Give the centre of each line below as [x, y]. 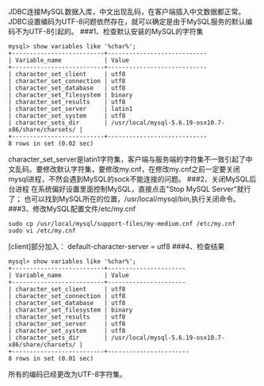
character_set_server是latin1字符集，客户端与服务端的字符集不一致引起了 [127, 159]
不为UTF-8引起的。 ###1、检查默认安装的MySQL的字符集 [109, 31]
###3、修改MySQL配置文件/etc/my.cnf [72, 209]
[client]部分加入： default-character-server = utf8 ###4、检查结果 [117, 247]
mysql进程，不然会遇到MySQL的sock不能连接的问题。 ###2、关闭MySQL [129, 179]
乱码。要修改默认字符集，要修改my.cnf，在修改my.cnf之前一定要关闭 [127, 169]
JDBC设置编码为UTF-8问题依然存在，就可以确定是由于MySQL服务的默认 [127, 21]
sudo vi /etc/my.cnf [42, 231]
